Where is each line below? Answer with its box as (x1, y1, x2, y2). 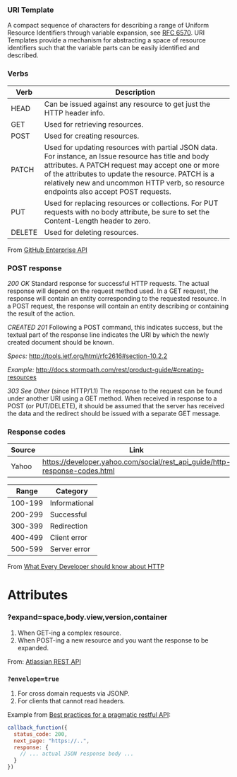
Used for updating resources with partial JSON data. (44, 142, 217, 152)
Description (115, 87, 156, 97)
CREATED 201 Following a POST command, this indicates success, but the (7, 323, 224, 331)
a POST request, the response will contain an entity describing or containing (7, 301, 229, 310)
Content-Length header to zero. (44, 216, 151, 226)
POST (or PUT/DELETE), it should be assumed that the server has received (7, 401, 224, 410)
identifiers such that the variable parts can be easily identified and (7, 44, 200, 52)
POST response (7, 263, 62, 273)
